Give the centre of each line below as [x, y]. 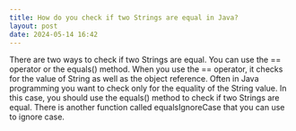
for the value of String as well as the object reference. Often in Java [134, 79]
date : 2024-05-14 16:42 [54, 34]
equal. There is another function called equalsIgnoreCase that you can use [147, 108]
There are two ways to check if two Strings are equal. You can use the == [145, 60]
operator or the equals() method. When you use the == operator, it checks [146, 69]
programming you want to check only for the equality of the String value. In [148, 88]
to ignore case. [37, 117]
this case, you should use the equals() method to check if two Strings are [144, 98]
